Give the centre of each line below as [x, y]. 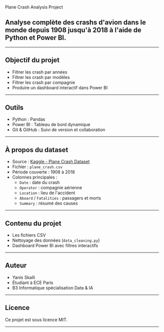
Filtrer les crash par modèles [41, 77]
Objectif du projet [32, 60]
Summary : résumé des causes [49, 204]
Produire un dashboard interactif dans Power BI [60, 87]
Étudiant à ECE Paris [33, 282]
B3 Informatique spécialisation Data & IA [53, 288]
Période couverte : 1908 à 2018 [43, 172]
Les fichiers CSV [29, 235]
